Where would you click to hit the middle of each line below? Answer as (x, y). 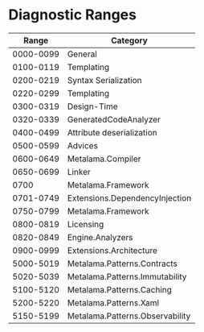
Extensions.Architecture (112, 250)
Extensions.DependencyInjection (129, 197)
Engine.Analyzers (100, 237)
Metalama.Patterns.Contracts (122, 264)
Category (130, 40)
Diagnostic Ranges (72, 15)
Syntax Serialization (104, 80)
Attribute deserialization (112, 132)
